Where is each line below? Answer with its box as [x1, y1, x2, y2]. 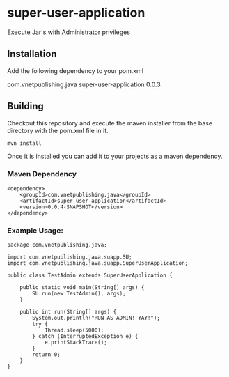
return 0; [32, 351, 61, 358]
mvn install [7, 139, 42, 147]
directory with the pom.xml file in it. [7, 126, 109, 134]
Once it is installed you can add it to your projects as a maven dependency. [7, 152, 223, 160]
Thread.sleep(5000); [44, 327, 104, 334]
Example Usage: [7, 225, 64, 235]
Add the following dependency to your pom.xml [7, 66, 144, 75]
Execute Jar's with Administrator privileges [7, 28, 131, 36]
